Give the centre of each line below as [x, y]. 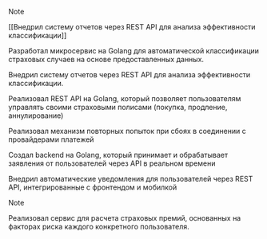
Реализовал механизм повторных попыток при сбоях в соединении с [127, 131]
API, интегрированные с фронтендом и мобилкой [93, 187]
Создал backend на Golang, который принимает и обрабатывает [118, 155]
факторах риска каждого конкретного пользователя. [99, 227]
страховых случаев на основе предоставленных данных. [106, 59]
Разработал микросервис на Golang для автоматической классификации [134, 51]
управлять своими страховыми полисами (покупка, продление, [118, 107]
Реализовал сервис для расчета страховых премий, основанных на [125, 218]
